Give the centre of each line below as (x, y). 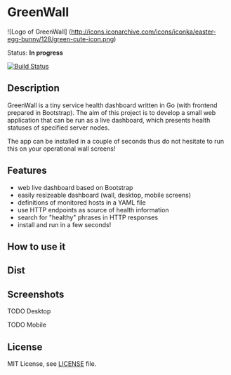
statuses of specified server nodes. (59, 128)
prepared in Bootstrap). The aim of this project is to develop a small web (112, 112)
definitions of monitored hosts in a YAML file (81, 202)
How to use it (37, 246)
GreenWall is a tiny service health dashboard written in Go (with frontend (112, 105)
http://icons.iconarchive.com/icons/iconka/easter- (144, 32)
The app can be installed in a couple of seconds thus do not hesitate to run (116, 141)
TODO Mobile (27, 325)
